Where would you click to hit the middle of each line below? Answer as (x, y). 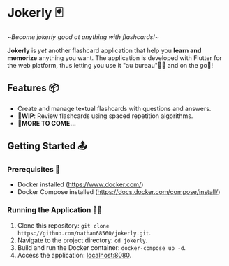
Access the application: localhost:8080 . (74, 255)
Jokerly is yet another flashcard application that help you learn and (104, 50)
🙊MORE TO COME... (47, 123)
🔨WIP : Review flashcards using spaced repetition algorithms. (105, 116)
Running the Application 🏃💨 (55, 210)
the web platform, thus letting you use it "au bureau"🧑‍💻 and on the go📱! (110, 65)
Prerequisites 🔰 (34, 170)
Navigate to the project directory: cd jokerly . (82, 240)
